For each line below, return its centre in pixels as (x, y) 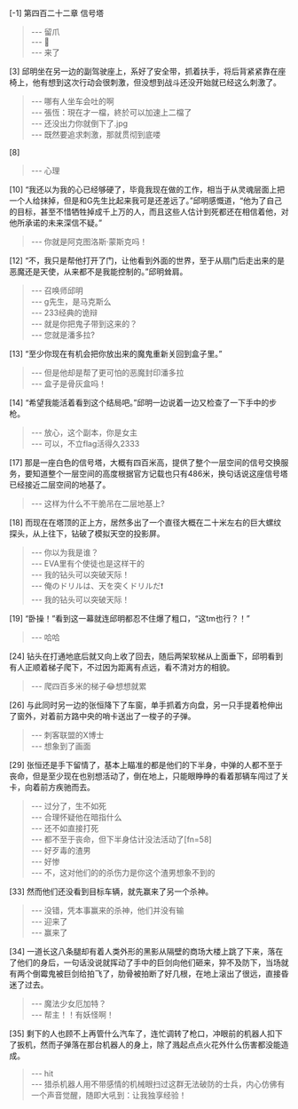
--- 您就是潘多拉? (63, 335)
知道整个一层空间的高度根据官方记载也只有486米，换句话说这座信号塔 (160, 474)
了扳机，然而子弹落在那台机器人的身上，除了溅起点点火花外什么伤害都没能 (145, 1045)
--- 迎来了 (49, 921)
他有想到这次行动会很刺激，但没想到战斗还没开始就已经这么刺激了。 (157, 82)
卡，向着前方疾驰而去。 (52, 787)
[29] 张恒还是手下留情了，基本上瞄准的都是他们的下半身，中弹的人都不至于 (146, 765)
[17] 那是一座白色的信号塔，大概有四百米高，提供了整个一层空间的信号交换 (145, 463)
